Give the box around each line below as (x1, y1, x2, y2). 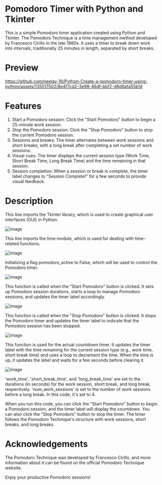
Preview (5, 62, 39, 73)
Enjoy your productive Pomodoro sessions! (5, 474, 91, 480)
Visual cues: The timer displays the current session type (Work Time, (12, 152, 150, 158)
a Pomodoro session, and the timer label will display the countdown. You (5, 406, 150, 412)
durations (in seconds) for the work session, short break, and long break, (5, 381, 151, 387)
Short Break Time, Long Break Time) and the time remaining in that (12, 158, 146, 164)
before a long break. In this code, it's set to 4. (5, 391, 96, 397)
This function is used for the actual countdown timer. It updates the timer (5, 341, 151, 348)
